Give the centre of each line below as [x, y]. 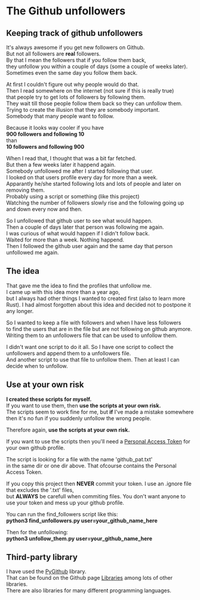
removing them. [25, 190]
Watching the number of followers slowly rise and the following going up [95, 203]
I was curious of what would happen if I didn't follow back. [78, 233]
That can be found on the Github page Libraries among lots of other [90, 578]
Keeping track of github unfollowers [75, 33]
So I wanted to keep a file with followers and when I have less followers [94, 322]
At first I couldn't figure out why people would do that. [73, 84]
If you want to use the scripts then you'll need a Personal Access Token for [99, 441]
